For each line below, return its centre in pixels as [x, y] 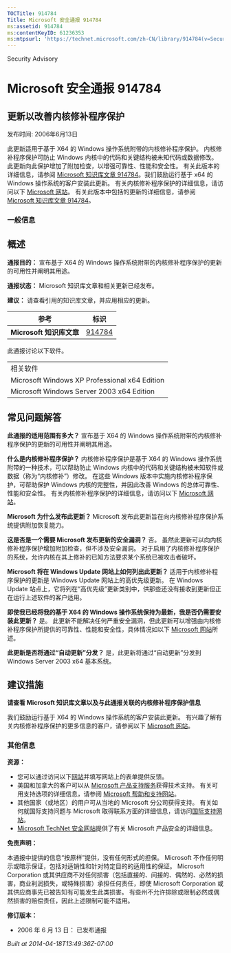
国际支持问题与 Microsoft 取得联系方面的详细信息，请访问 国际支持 [123, 811]
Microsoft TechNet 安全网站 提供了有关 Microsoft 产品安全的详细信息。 [117, 828]
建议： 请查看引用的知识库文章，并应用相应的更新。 [80, 300]
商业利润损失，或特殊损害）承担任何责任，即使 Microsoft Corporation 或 [121, 883]
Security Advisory [33, 59]
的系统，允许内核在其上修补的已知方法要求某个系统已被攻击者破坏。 [103, 557]
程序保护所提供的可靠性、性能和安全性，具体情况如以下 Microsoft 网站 [112, 629]
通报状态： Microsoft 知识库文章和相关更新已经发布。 [82, 285]
